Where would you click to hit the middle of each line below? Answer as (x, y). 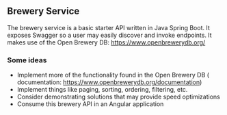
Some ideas (27, 60)
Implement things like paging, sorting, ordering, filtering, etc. (102, 90)
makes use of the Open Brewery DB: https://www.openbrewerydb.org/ (106, 42)
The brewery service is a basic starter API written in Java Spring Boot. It (108, 27)
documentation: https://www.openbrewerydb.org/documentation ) (109, 82)
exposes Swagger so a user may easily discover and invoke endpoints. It (109, 35)
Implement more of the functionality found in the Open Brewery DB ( (113, 75)
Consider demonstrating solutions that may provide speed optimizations (118, 97)
